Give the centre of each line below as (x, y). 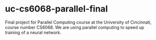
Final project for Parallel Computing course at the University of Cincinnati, (78, 22)
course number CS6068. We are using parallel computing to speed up (75, 27)
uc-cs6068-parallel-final (56, 9)
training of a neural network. (33, 32)
